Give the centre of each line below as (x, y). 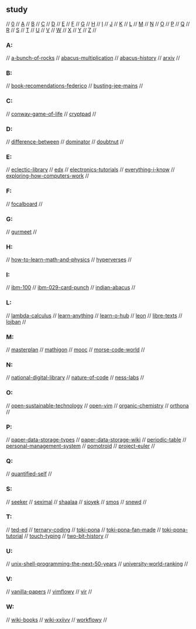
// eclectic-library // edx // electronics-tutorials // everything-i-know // (90, 170)
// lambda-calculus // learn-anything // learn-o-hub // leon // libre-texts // (94, 315)
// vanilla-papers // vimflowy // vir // (49, 592)
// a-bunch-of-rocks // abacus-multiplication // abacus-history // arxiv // (93, 58)
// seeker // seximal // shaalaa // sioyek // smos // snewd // (76, 502)
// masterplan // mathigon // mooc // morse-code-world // (75, 350)
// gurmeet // (21, 231)
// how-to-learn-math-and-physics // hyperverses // (69, 259)
